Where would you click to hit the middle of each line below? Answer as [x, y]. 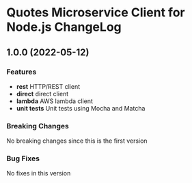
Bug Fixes [23, 158]
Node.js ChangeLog [64, 27]
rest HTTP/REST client [48, 86]
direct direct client [42, 94]
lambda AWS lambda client [55, 101]
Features [22, 72]
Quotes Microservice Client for [96, 13]
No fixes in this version [39, 173]
